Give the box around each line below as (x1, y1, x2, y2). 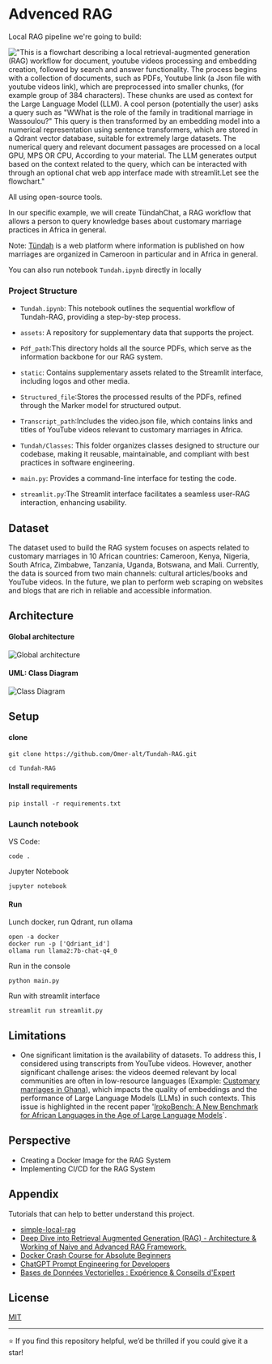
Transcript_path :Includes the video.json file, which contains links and (19, 416, 253, 426)
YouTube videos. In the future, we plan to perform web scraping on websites (8, 577, 264, 587)
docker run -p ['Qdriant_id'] (8, 940, 111, 948)
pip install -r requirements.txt (8, 799, 121, 808)
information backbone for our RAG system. (19, 352, 164, 362)
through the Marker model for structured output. (19, 401, 181, 410)
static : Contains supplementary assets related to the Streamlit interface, (19, 368, 263, 377)
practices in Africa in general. (8, 224, 107, 235)
